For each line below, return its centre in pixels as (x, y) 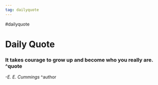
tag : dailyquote (22, 10)
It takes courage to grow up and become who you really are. (79, 59)
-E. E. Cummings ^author (31, 77)
